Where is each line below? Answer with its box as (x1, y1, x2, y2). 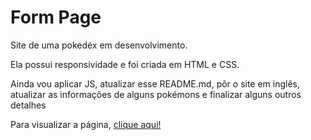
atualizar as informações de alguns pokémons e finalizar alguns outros (10, 88, 302, 100)
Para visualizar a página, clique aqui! (10, 118, 162, 130)
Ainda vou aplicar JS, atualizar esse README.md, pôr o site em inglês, (10, 77, 301, 90)
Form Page (10, 6, 102, 29)
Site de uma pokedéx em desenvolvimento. (10, 39, 188, 51)
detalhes (10, 99, 47, 111)
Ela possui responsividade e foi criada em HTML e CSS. (10, 58, 240, 70)
